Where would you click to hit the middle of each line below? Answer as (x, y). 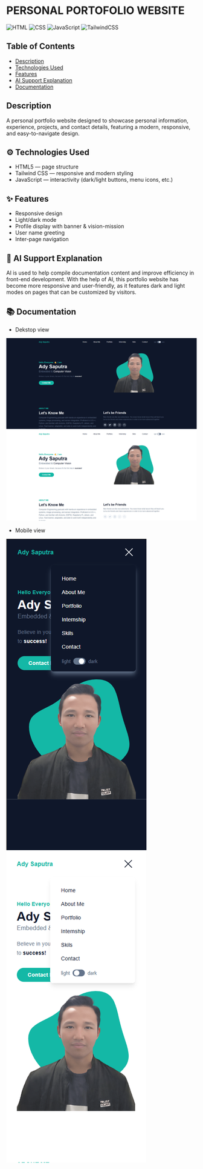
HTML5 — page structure (47, 167)
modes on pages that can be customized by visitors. (72, 292)
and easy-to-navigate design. (43, 133)
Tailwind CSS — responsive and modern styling (74, 173)
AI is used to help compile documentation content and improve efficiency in (100, 273)
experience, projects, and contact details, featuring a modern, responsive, (98, 127)
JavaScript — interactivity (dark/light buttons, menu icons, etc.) (94, 180)
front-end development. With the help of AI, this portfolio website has (92, 279)
